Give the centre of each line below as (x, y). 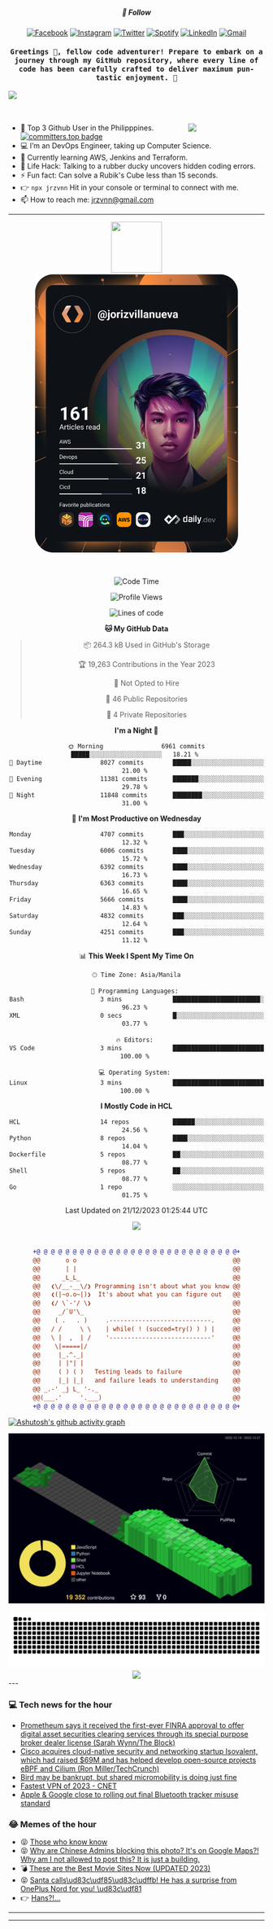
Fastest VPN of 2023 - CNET (69, 1786)
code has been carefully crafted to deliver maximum (126, 69)
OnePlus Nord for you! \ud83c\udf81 (81, 1889)
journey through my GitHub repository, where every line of (136, 60)
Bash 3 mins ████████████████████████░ (136, 1000)
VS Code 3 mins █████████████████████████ (136, 1048)
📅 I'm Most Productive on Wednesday (136, 818)
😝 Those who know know (64, 1842)
